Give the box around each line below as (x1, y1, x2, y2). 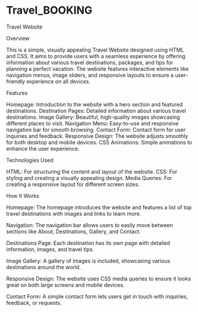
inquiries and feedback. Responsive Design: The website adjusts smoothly (6, 132, 188, 140)
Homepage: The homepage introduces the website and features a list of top (6, 203, 192, 211)
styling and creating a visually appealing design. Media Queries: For (6, 174, 172, 181)
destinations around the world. (6, 263, 81, 270)
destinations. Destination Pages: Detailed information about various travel (6, 107, 186, 114)
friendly (6, 78, 26, 85)
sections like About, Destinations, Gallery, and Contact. (6, 228, 141, 235)
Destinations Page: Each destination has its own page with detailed (6, 239, 171, 247)
